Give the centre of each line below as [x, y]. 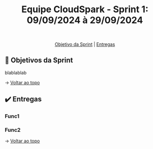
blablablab [16, 72]
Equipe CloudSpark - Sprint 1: [85, 9]
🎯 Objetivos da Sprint [39, 60]
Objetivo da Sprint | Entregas [85, 44]
